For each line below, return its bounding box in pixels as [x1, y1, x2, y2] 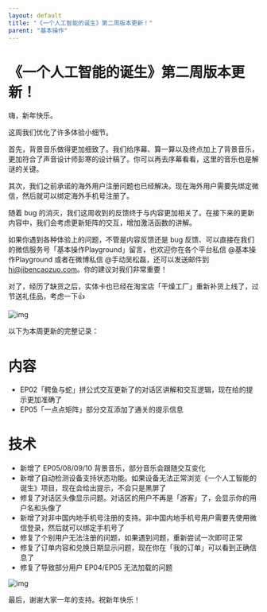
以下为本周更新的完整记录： [8, 327, 99, 336]
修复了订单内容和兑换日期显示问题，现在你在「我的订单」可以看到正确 [19, 543, 250, 552]
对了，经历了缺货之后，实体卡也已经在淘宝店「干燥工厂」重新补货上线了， [8, 281, 252, 291]
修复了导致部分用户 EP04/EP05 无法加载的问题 [19, 563, 173, 572]
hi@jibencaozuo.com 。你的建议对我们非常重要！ [8, 265, 168, 274]
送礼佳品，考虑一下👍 [14, 292, 85, 301]
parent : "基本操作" [8, 26, 68, 34]
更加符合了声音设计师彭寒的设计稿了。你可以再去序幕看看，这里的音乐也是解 [8, 154, 259, 164]
